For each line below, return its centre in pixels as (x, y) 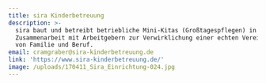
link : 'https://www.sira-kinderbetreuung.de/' (86, 60)
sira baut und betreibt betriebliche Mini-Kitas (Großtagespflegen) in (136, 30)
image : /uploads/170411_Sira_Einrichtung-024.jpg (92, 67)
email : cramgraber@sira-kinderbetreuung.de (81, 52)
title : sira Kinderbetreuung (56, 15)
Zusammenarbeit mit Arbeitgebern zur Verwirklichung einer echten (127, 38)
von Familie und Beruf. (54, 45)
